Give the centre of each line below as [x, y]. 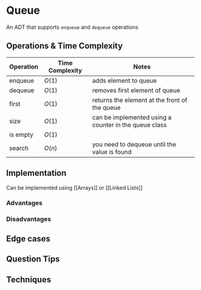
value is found [112, 152]
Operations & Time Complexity [65, 46]
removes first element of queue [136, 90]
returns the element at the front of [139, 100]
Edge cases [28, 239]
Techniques [29, 279]
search [19, 148]
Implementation [36, 173]
